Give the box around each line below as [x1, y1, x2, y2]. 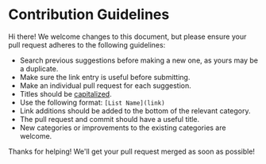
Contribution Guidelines [8, 6, 170, 24]
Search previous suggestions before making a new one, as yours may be [19, 55, 259, 65]
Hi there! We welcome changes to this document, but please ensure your [8, 32, 247, 41]
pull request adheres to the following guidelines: [8, 40, 166, 49]
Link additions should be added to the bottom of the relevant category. [19, 105, 252, 116]
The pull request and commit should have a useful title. [19, 114, 200, 124]
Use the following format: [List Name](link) [19, 97, 165, 107]
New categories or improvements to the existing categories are [19, 123, 226, 132]
